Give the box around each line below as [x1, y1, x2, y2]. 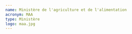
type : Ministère [5, 16, 40, 21]
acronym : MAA [5, 12, 33, 17]
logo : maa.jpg [5, 21, 36, 26]
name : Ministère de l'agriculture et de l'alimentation [5, 7, 127, 12]
